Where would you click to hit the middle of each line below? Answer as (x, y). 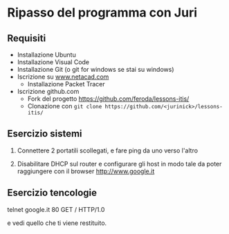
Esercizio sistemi (45, 134)
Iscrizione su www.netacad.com (63, 77)
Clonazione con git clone (65, 106)
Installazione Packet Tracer (66, 84)
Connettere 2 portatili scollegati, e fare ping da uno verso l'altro (108, 150)
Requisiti (27, 38)
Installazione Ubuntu (46, 55)
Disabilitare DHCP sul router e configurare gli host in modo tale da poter (119, 164)
